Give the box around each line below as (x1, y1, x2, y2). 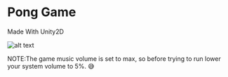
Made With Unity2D (7, 27, 65, 36)
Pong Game (7, 4, 76, 20)
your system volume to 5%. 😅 (7, 62, 95, 70)
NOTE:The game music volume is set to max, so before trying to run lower (7, 54, 221, 63)
